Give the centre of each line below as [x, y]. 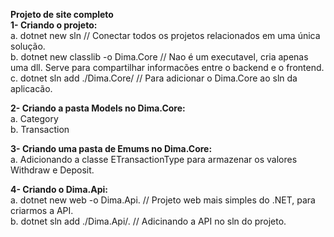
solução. [28, 46]
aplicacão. [31, 88]
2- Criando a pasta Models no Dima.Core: [98, 108]
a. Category [34, 118]
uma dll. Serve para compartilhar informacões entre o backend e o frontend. [167, 67]
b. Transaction [40, 129]
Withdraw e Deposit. [52, 170]
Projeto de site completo [62, 14]
